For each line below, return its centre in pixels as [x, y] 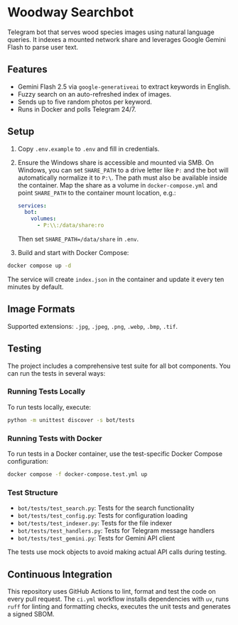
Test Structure [33, 492]
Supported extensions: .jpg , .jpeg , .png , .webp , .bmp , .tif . [92, 326]
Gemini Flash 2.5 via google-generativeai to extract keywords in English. [124, 87]
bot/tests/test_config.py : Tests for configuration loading [103, 516]
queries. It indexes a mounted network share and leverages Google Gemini [117, 39]
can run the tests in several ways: [56, 373]
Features [27, 69]
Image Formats [41, 309]
